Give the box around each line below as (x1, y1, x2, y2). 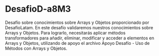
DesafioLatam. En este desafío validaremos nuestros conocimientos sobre (5, 24, 154, 30)
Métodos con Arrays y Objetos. (5, 45, 67, 51)
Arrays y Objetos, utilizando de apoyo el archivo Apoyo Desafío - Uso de (5, 40, 150, 46)
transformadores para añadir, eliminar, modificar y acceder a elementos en (5, 35, 154, 41)
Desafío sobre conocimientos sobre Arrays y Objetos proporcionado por (5, 19, 149, 25)
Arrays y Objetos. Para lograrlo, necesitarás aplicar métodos (5, 30, 126, 36)
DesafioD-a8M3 (5, 3, 71, 15)
